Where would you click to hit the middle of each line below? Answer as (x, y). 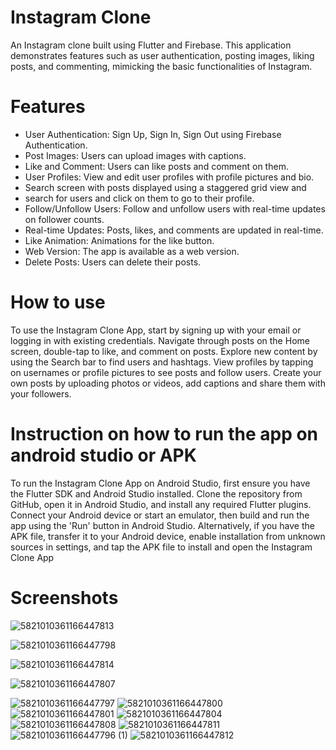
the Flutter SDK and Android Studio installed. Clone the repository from (156, 493)
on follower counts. (64, 219)
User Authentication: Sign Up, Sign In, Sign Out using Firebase (153, 134)
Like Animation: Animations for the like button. (119, 240)
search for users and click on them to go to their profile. (139, 198)
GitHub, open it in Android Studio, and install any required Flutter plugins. (161, 504)
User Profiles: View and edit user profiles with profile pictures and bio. (169, 177)
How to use (58, 302)
